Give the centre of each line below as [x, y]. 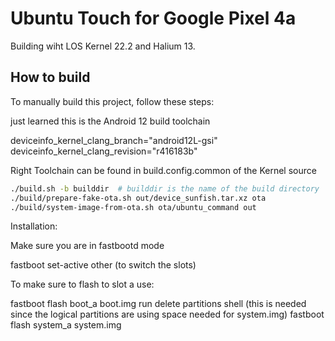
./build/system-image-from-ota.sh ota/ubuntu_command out [133, 207]
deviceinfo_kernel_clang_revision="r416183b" [104, 151]
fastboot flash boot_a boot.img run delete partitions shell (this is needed [158, 304]
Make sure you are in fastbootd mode [87, 246]
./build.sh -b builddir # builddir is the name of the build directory [165, 188]
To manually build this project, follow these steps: [112, 101]
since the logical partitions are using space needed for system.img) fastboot [167, 314]
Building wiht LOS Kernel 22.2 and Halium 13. [103, 46]
